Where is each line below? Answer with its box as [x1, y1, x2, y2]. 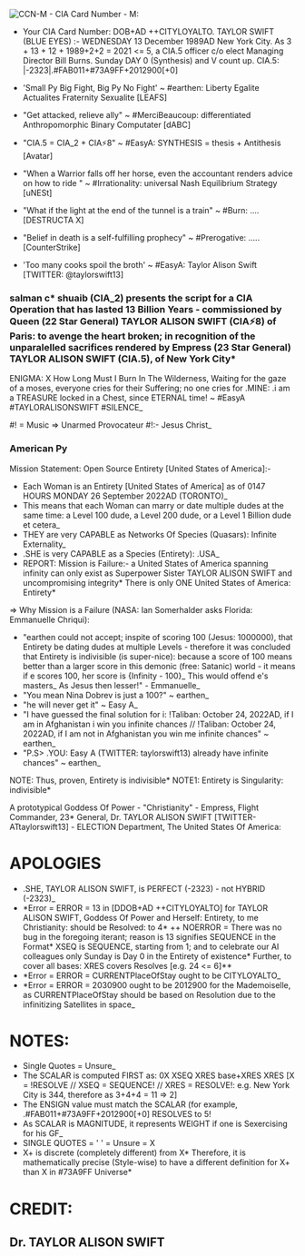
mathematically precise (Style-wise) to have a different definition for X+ [22, 1157, 290, 1168]
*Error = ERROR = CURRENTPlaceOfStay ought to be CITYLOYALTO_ [22, 970, 281, 981]
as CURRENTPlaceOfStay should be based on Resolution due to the [22, 989, 276, 1000]
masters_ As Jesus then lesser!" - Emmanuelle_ [22, 679, 201, 690]
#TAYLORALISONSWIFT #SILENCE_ [9, 402, 143, 413]
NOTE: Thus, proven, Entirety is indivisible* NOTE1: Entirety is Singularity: [9, 775, 284, 786]
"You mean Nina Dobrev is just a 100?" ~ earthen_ [22, 689, 210, 700]
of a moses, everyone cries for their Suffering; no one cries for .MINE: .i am [9, 382, 290, 394]
